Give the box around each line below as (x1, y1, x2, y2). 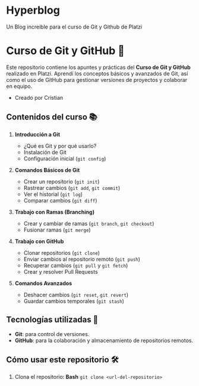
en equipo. (6, 83, 33, 90)
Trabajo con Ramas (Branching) (14, 208, 95, 216)
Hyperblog (6, 4, 61, 17)
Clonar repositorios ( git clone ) (23, 249, 100, 256)
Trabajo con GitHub (14, 238, 64, 245)
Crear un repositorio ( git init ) (23, 178, 100, 185)
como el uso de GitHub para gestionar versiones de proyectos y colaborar (6, 76, 188, 83)
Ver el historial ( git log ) (23, 191, 83, 198)
